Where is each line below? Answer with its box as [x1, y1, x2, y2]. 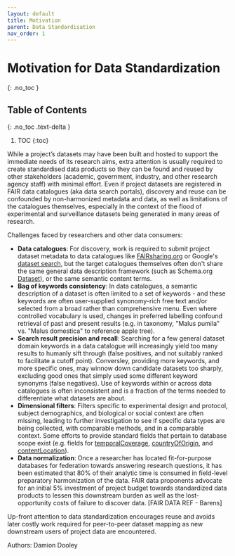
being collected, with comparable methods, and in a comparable [17, 424, 204, 432]
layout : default [7, 10, 55, 18]
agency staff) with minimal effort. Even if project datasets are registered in [7, 180, 222, 188]
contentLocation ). [17, 446, 69, 455]
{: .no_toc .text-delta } [7, 122, 71, 131]
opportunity [17, 499, 52, 507]
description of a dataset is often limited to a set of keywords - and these [17, 289, 226, 298]
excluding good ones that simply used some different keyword [17, 372, 198, 380]
